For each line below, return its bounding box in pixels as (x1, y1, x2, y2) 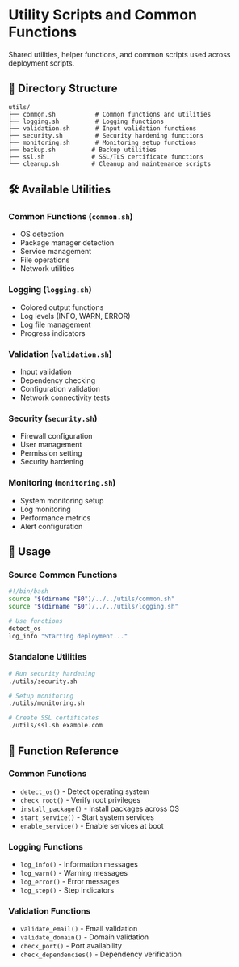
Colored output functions (19, 302, 104, 312)
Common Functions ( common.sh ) (8, 211, 133, 223)
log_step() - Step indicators (19, 885, 115, 895)
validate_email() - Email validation (19, 924, 138, 934)
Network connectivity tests (19, 392, 111, 402)
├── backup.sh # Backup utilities (8, 146, 157, 154)
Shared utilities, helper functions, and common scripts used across (8, 49, 231, 59)
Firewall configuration (19, 431, 93, 441)
